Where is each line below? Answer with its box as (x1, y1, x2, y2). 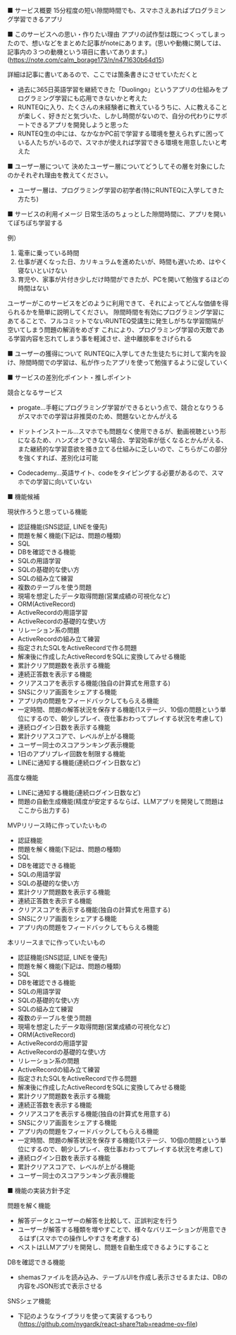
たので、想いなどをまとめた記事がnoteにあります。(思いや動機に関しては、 (7, 39, 225, 47)
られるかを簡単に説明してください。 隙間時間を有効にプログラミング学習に (7, 308, 225, 316)
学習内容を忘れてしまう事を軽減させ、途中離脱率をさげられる (13, 334, 192, 343)
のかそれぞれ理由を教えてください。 (7, 171, 112, 179)
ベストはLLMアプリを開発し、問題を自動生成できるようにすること (17, 1243, 210, 1251)
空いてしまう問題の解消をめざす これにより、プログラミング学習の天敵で (7, 326, 218, 334)
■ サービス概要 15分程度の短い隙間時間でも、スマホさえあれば (7, 6, 189, 14)
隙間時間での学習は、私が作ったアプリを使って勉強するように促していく (19, 358, 229, 366)
